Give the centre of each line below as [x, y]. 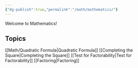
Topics [15, 39]
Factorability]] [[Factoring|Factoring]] [42, 61]
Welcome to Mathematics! [31, 23]
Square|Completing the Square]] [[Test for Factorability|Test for [69, 55]
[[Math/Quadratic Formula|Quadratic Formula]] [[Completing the [69, 50]
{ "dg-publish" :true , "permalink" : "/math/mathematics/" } [61, 9]
